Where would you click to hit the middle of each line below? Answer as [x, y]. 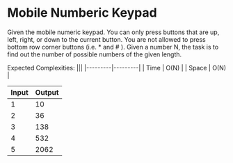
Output [47, 92]
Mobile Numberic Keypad [82, 13]
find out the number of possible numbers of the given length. [95, 54]
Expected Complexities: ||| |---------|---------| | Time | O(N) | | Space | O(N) [117, 68]
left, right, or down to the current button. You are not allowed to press [107, 39]
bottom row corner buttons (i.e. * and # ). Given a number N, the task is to [113, 47]
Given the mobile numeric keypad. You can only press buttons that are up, [113, 32]
